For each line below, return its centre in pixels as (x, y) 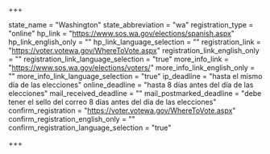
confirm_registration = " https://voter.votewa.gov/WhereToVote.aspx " (122, 110)
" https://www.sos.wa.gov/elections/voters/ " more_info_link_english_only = (132, 68)
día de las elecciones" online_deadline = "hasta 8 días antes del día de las (131, 85)
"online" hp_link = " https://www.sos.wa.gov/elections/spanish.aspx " (122, 33)
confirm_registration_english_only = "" (72, 119)
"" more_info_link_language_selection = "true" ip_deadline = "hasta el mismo (135, 76)
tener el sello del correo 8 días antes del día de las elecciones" (112, 102)
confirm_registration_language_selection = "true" (90, 127)
